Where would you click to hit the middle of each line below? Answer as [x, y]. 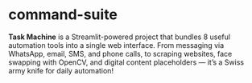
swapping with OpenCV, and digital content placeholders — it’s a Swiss [126, 62]
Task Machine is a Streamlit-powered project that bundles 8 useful [120, 37]
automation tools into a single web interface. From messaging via [116, 45]
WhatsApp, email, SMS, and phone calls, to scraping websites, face [120, 53]
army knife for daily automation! [61, 70]
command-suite [63, 15]
